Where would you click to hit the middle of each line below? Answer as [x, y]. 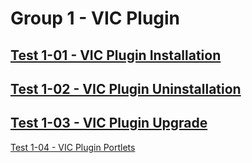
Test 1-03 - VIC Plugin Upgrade [109, 123]
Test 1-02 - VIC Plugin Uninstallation [126, 88]
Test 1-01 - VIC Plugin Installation [116, 55]
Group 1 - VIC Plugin [95, 18]
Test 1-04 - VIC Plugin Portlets [73, 147]
